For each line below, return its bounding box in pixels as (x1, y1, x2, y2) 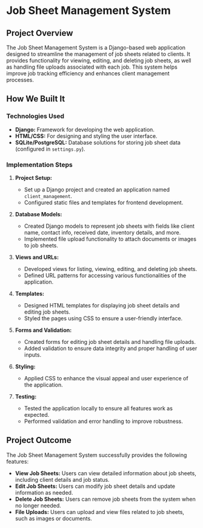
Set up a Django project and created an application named (24, 186, 170, 193)
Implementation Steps (6, 160, 73, 169)
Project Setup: (15, 174, 53, 181)
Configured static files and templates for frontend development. (24, 199, 184, 206)
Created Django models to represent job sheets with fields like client (24, 222, 195, 230)
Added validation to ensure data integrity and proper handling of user (24, 345, 198, 352)
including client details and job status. (15, 476, 110, 483)
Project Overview (6, 28, 73, 38)
